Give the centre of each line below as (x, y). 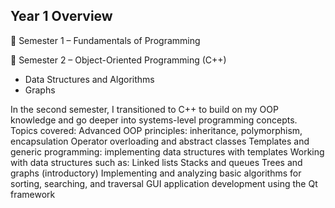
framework (33, 194)
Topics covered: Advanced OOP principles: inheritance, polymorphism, (156, 130)
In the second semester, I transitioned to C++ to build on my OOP (144, 109)
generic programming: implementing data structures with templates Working (167, 151)
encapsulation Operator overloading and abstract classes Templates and (160, 141)
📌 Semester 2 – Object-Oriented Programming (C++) (118, 60)
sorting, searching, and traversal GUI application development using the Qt (164, 183)
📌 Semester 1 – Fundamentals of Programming (105, 40)
